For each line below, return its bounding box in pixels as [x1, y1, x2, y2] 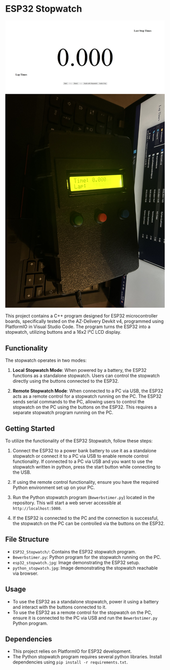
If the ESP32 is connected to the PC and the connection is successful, [12, 515, 159, 521]
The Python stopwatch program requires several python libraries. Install [12, 654, 162, 660]
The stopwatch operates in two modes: [5, 357, 87, 364]
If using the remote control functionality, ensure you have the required [12, 479, 159, 485]
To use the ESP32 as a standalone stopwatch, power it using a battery [12, 598, 159, 604]
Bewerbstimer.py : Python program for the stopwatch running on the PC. [12, 554, 161, 560]
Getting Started [5, 424, 55, 433]
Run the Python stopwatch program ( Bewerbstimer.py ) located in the [12, 494, 155, 500]
